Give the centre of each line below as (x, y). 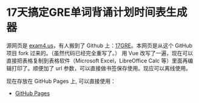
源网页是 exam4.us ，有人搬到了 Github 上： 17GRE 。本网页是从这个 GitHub (99, 45)
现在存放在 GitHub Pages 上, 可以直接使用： (61, 81)
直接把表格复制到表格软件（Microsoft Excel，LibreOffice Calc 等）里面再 (97, 61)
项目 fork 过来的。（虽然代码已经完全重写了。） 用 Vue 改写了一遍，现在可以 (100, 53)
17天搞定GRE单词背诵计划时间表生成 (97, 12)
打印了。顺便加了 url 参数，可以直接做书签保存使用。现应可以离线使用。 (101, 68)
